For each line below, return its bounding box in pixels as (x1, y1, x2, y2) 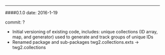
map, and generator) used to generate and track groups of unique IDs (12, 34, 154, 40)
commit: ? (5, 19, 26, 25)
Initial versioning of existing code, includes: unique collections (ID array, (12, 29, 158, 34)
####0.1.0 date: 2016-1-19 (5, 10, 58, 15)
